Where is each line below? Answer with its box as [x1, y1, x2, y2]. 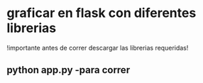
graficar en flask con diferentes [6, 5, 197, 21]
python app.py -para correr [6, 64, 131, 76]
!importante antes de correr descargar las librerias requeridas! [6, 43, 189, 52]
